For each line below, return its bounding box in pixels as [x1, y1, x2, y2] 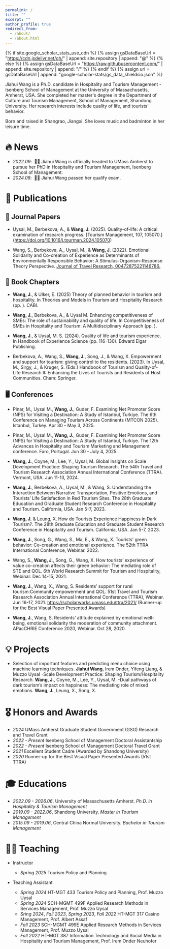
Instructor [12, 860, 33, 866]
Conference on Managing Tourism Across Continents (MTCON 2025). [12, 417, 159, 423]
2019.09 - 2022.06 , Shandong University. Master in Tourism [12, 809, 139, 815]
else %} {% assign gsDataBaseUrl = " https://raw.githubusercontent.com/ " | [5, 61, 163, 67]
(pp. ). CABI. [12, 302, 39, 308]
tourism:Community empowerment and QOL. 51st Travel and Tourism [12, 588, 157, 595]
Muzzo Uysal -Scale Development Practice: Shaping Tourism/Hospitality [12, 671, 164, 677]
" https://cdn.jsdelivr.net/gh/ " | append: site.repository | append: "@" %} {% [5, 55, 163, 61]
